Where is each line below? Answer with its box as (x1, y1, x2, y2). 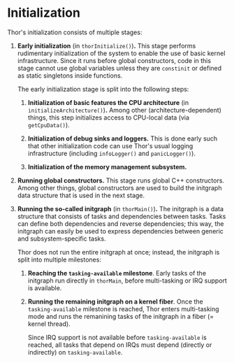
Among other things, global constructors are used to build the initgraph (17, 183, 222, 192)
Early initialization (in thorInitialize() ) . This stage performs (17, 41, 196, 50)
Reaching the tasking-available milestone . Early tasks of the (27, 269, 207, 277)
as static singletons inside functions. (17, 71, 123, 80)
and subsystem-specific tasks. (17, 234, 106, 243)
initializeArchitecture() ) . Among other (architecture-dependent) (27, 106, 222, 114)
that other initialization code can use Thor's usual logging (27, 141, 193, 150)
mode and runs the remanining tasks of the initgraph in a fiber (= (27, 312, 214, 320)
